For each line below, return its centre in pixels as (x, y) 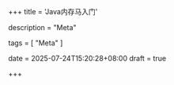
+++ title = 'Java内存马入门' (53, 12)
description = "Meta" (42, 27)
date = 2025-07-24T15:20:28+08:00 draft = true (87, 58)
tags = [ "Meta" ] (36, 43)
